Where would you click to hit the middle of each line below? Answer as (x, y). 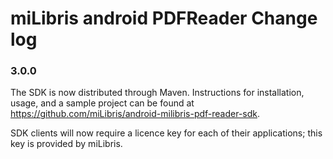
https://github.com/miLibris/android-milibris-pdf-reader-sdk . (135, 114)
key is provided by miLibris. (66, 144)
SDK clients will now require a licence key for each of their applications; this (166, 133)
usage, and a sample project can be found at (102, 103)
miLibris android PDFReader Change (164, 18)
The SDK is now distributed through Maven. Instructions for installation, (157, 93)
